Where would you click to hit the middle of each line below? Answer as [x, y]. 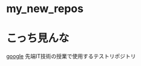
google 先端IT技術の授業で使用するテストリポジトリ [71, 56]
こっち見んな [38, 38]
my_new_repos [45, 9]
